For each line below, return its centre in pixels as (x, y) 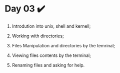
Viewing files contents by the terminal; (51, 55)
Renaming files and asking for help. (48, 65)
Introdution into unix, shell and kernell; (51, 26)
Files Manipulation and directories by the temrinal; (63, 45)
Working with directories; (38, 36)
